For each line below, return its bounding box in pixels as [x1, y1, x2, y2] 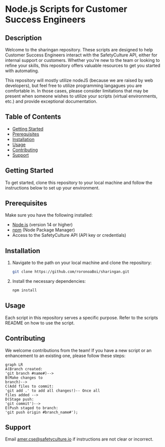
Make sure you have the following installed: [5, 212, 93, 218]
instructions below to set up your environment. [5, 184, 100, 191]
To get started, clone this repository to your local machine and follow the [5, 179, 153, 185]
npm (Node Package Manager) [12, 227, 75, 233]
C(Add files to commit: [5, 384, 54, 389]
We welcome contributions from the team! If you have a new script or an [5, 347, 152, 353]
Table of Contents [5, 113, 62, 121]
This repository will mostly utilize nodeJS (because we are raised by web [5, 78, 154, 83]
